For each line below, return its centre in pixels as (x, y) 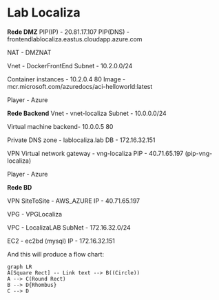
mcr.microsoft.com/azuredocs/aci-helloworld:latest (80, 86)
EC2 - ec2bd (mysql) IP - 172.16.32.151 (61, 241)
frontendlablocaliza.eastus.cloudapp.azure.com (75, 39)
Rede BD (20, 187)
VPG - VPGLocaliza (35, 214)
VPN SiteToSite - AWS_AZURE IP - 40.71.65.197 (73, 201)
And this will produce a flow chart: (56, 254)
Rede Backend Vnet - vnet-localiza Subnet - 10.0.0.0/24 (87, 113)
